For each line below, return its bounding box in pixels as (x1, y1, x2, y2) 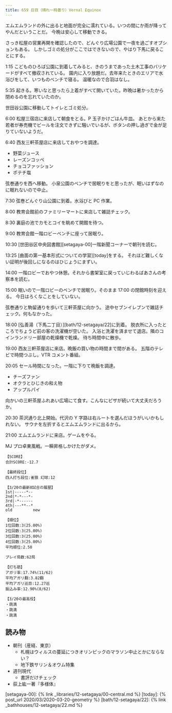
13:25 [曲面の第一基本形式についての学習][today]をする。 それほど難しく (5, 252, 159, 258)
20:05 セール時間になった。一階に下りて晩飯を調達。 (5, 363, 118, 369)
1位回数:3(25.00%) (5, 522, 43, 528)
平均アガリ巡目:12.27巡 (5, 581, 50, 586)
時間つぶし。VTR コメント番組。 (14, 351, 83, 358)
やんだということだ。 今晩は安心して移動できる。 (5, 29, 110, 35)
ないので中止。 (18, 186, 50, 193)
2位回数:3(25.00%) (5, 528, 43, 533)
